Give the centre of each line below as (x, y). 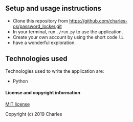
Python (20, 81)
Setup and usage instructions (53, 8)
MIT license (18, 104)
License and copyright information (43, 93)
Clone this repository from (40, 21)
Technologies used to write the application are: (55, 71)
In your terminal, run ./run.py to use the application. (68, 32)
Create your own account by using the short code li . (69, 37)
